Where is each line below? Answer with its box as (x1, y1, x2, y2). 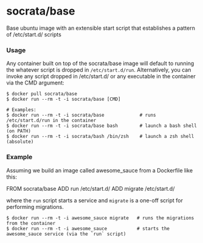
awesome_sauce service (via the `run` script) (6, 231, 126, 237)
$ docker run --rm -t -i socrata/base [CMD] (6, 96, 121, 103)
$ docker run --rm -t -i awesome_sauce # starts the (6, 225, 170, 231)
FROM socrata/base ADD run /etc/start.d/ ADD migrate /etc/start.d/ (6, 185, 175, 192)
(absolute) (6, 139, 34, 145)
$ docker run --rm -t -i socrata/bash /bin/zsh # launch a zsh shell (6, 134, 194, 140)
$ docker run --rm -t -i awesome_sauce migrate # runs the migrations (6, 214, 194, 221)
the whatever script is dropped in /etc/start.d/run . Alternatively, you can (6, 66, 191, 74)
